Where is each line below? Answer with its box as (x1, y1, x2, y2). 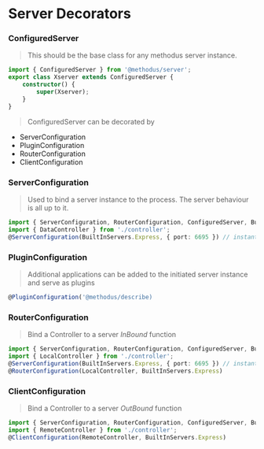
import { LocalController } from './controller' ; (8, 352, 174, 360)
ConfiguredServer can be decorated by (27, 117, 155, 126)
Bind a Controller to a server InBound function (27, 330, 177, 340)
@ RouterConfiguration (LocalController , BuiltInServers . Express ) (8, 367, 223, 375)
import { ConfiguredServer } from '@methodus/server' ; (8, 66, 192, 74)
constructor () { (22, 80, 76, 89)
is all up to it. (27, 203, 69, 213)
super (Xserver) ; (36, 88, 90, 96)
